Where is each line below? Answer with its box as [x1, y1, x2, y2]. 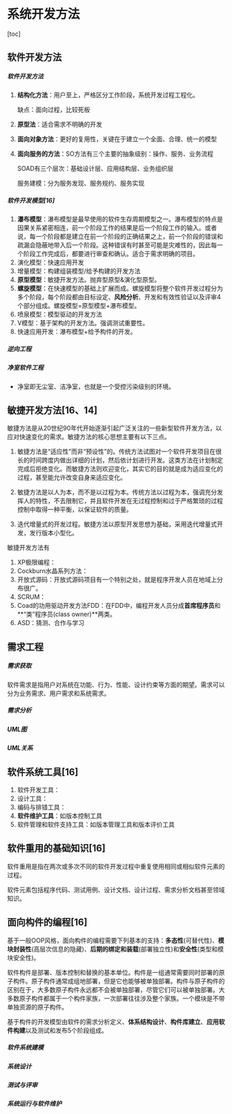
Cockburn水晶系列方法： [17, 567, 88, 575]
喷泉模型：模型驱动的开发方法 [17, 310, 102, 318]
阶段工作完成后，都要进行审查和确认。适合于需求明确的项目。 [23, 250, 199, 258]
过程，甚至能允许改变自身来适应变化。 [17, 474, 126, 482]
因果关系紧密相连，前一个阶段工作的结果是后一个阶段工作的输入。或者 [17, 224, 217, 232]
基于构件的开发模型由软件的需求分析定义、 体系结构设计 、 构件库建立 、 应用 [7, 1017, 219, 1025]
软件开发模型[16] [7, 196, 55, 204]
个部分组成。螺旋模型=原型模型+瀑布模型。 [17, 302, 141, 310]
